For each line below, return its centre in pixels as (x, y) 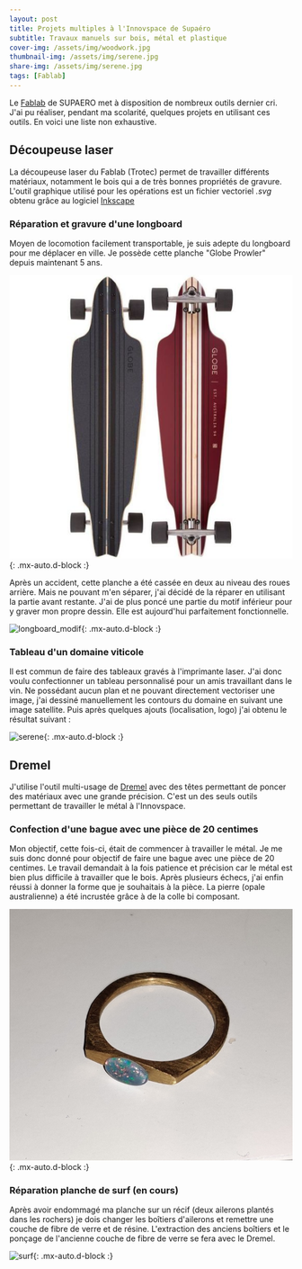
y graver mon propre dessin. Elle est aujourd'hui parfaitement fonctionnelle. (149, 611)
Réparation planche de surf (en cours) (94, 1191)
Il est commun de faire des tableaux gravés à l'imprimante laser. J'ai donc (146, 671)
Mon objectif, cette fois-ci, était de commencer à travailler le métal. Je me (146, 849)
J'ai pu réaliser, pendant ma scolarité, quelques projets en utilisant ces (140, 112)
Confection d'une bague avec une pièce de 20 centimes (134, 830)
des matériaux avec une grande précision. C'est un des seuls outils (133, 796)
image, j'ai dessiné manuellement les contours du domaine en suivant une (146, 700)
